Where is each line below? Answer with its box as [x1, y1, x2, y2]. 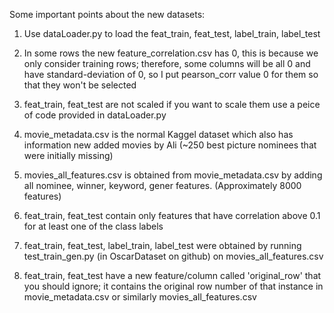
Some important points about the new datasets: [9, 9, 206, 20]
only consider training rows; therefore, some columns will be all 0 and [23, 58, 311, 69]
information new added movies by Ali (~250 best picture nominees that [23, 139, 317, 151]
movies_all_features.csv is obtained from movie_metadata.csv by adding [23, 169, 323, 181]
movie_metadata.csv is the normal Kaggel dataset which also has [23, 129, 294, 140]
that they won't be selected [23, 79, 137, 91]
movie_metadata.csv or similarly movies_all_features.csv [23, 291, 257, 303]
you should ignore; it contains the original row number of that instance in [23, 280, 324, 292]
